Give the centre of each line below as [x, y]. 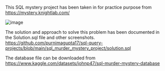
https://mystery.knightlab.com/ [38, 13]
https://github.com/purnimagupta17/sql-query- [54, 43]
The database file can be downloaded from [50, 58]
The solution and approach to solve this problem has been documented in [82, 32]
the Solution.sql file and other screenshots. [50, 38]
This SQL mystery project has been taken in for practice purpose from [79, 7]
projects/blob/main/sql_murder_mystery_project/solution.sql [68, 48]
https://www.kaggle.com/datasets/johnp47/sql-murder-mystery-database [82, 63]
